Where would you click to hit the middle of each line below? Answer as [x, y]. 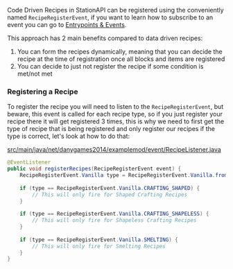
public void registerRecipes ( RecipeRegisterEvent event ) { [94, 169]
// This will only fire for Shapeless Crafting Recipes [114, 220]
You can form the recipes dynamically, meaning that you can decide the [120, 52]
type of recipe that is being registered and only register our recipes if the [111, 129]
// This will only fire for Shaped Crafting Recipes [110, 194]
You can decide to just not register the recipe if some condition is [110, 66]
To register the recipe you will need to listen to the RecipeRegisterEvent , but [115, 107]
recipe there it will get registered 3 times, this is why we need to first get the [116, 121]
